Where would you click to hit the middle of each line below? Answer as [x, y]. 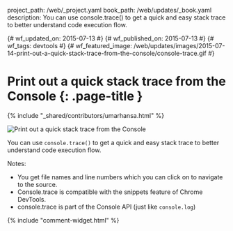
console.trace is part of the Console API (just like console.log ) [106, 207]
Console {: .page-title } [75, 96]
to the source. [37, 184]
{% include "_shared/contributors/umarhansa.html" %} [86, 115]
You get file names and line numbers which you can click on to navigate [120, 177]
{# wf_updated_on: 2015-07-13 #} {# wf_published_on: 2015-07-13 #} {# [111, 38]
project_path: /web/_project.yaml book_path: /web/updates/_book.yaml [110, 10]
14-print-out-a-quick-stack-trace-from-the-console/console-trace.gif [107, 53]
